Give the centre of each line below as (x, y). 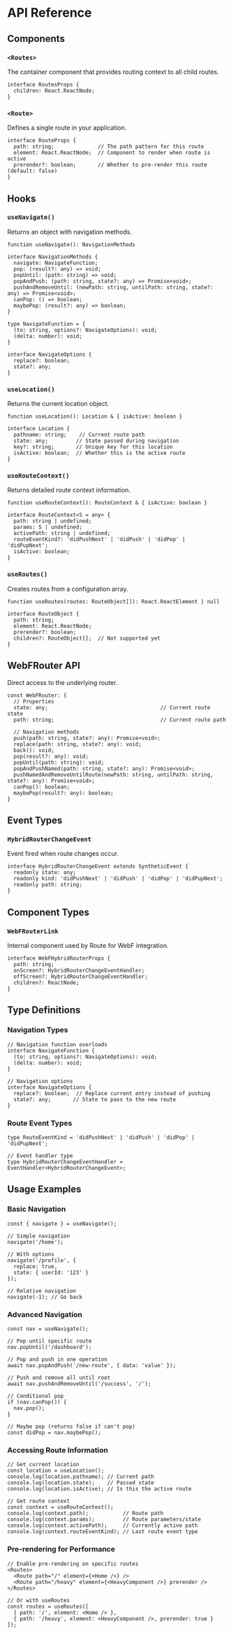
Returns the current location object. (58, 404)
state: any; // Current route (112, 707)
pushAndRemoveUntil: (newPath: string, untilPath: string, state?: (114, 287)
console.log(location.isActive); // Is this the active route (99, 1489)
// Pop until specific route (50, 1341)
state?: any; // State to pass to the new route (95, 1099)
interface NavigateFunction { (51, 1050)
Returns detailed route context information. (69, 490)
